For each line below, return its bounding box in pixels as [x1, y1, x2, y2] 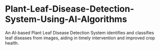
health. [5, 40, 19, 46]
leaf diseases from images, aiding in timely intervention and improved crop [5, 35, 155, 41]
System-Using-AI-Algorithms [5, 14, 127, 25]
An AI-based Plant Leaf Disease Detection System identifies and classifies [5, 30, 155, 35]
